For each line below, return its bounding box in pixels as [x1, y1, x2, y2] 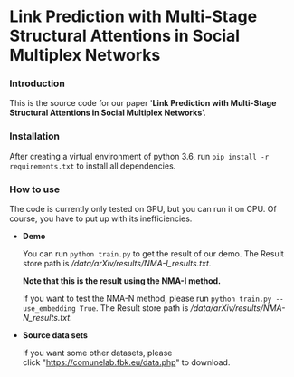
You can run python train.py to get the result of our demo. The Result [22, 248, 285, 259]
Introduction [9, 77, 65, 90]
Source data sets [22, 330, 89, 341]
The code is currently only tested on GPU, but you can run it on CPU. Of [9, 204, 278, 215]
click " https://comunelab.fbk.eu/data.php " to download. [22, 357, 231, 368]
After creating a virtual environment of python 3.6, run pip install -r [9, 150, 270, 161]
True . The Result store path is [80, 303, 189, 314]
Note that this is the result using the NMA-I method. [22, 275, 222, 286]
